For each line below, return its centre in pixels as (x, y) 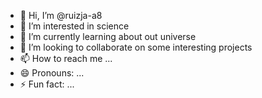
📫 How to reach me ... (66, 58)
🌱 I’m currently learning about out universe (108, 36)
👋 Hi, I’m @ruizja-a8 (61, 15)
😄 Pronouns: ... (52, 73)
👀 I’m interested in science (74, 26)
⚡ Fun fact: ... (47, 84)
